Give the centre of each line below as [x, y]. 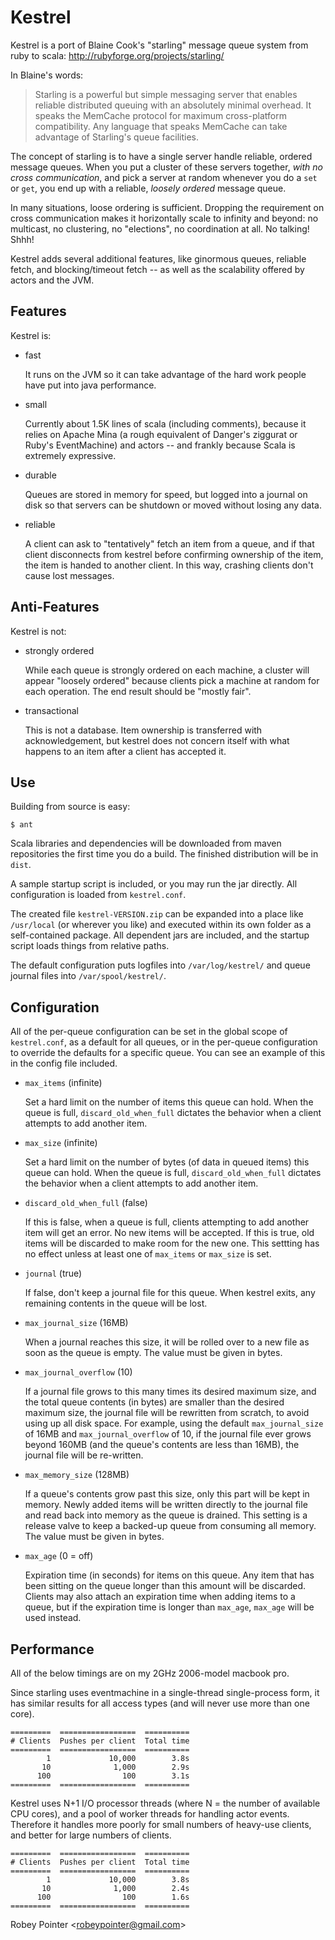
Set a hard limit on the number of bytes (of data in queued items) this [167, 1162]
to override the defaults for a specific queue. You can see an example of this [168, 1053]
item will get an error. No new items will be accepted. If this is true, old [169, 1233]
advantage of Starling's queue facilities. [117, 137]
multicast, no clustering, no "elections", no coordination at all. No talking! [160, 228]
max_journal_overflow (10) [78, 1372]
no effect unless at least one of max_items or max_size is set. [148, 1254]
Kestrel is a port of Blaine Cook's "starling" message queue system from [159, 45]
